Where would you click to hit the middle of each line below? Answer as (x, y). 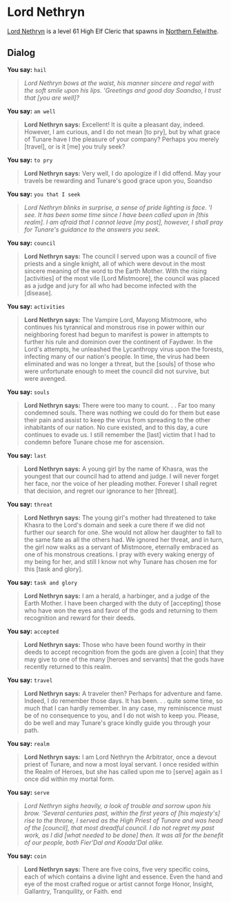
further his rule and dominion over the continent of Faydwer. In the (118, 341)
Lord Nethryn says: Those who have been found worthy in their (115, 644)
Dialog (21, 53)
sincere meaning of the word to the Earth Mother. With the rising (115, 271)
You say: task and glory (42, 582)
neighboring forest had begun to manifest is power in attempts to (116, 334)
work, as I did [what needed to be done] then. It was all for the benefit (124, 835)
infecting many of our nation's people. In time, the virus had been (117, 356)
